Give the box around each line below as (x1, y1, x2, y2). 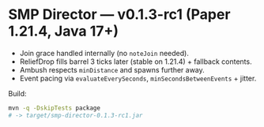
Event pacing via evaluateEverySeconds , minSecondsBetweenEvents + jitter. (19, 73, 257, 83)
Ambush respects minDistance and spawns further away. (19, 65, 206, 74)
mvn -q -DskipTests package (8, 104, 101, 112)
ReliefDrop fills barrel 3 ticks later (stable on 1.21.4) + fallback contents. (19, 57, 252, 66)
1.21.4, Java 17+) (8, 22, 119, 40)
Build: (8, 88, 27, 98)
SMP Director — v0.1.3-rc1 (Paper (8, 6, 231, 24)
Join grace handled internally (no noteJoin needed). (19, 48, 190, 58)
